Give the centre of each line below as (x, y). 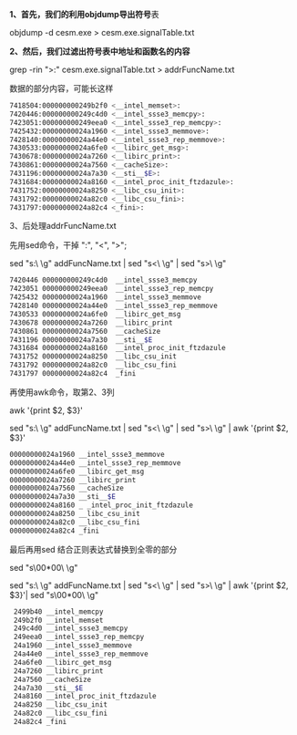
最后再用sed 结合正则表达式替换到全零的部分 (93, 549)
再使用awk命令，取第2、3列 (62, 392)
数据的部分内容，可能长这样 (61, 88)
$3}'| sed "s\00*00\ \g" (54, 595)
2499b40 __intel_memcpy (58, 611)
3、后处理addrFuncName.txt (63, 226)
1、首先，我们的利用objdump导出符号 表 (84, 14)
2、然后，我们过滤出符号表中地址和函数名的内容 (100, 51)
